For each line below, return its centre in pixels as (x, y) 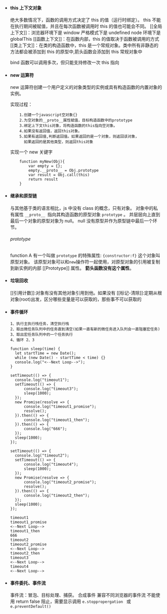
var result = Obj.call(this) (59, 175)
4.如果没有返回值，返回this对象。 (51, 131)
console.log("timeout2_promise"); (60, 482)
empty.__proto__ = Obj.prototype (64, 171)
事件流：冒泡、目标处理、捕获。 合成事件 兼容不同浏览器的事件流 (78, 595)
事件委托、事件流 (28, 583)
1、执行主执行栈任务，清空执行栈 (39, 324)
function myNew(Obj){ (42, 162)
